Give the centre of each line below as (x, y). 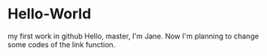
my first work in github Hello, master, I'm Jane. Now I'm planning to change (133, 36)
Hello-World (50, 14)
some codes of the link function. (62, 44)
